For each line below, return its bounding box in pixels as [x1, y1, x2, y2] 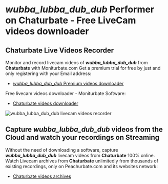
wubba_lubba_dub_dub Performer [5, 4, 155, 15]
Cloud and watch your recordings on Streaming [5, 133, 160, 142]
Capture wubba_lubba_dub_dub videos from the [5, 125, 163, 134]
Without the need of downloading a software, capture [5, 146, 118, 153]
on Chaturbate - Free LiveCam [5, 14, 136, 26]
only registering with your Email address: [5, 70, 92, 77]
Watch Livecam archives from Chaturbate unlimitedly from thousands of [5, 158, 159, 164]
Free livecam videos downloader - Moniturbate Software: [5, 90, 126, 96]
